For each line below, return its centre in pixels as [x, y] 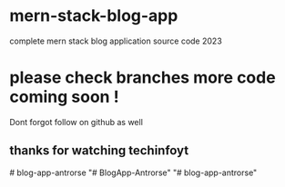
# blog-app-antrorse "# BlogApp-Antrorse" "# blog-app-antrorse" [133, 172]
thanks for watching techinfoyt [99, 151]
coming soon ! [65, 97]
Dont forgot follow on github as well [76, 122]
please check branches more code [142, 78]
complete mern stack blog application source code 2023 [116, 41]
